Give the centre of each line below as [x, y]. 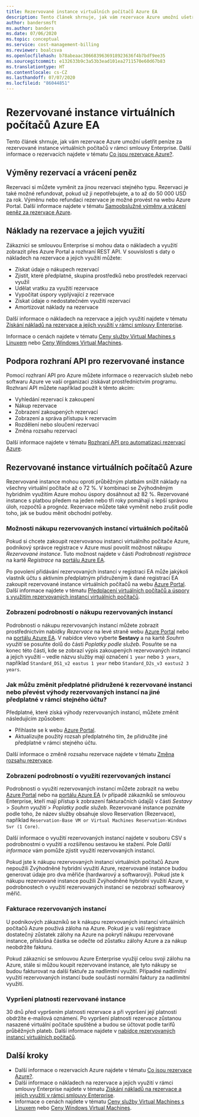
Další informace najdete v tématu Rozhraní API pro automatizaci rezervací [96, 443]
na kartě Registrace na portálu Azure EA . [56, 560]
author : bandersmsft [32, 23]
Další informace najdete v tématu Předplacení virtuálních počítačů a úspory [98, 591]
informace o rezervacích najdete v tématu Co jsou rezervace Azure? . [90, 154]
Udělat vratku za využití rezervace [57, 288]
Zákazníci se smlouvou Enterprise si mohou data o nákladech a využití [92, 245]
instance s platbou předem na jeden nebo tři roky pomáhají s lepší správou [97, 501]
